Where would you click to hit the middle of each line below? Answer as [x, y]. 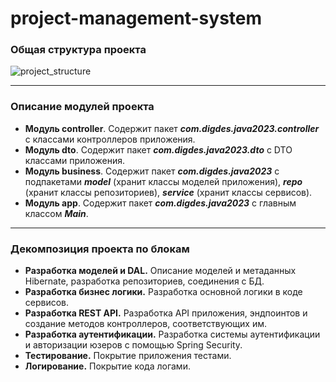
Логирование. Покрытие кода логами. [107, 366]
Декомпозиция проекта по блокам [100, 249]
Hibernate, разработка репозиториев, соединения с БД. [144, 281]
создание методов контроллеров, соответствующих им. [146, 324]
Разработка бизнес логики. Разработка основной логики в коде [163, 292]
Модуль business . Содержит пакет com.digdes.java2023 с [152, 171]
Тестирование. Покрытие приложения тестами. [128, 356]
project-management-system [136, 18]
